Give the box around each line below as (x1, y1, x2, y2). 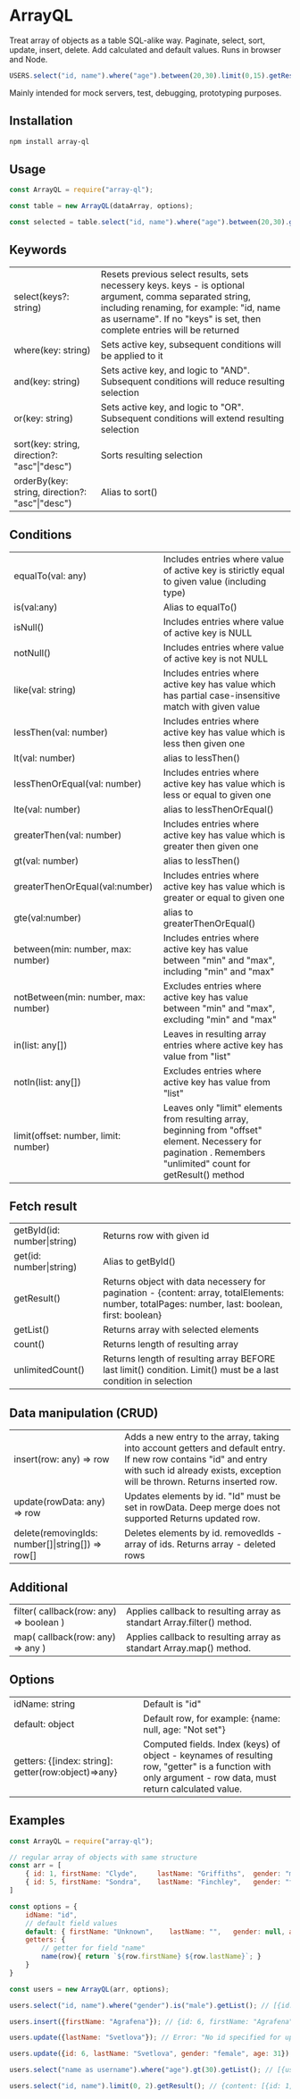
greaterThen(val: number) (13, 829, 122, 841)
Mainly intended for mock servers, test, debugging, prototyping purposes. (9, 87, 282, 98)
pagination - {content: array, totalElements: (102, 1286, 284, 1299)
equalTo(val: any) (13, 569, 87, 582)
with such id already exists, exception (124, 1464, 282, 1477)
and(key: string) (13, 375, 80, 387)
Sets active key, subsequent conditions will (101, 338, 281, 350)
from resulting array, (162, 1112, 249, 1125)
